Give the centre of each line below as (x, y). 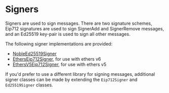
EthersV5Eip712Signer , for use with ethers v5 (59, 64)
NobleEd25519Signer (35, 54)
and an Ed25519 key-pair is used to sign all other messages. (68, 34)
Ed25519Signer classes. (29, 85)
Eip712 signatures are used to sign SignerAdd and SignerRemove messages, (85, 28)
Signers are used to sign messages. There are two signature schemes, (79, 23)
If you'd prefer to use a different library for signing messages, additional (80, 74)
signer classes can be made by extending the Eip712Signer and (71, 79)
